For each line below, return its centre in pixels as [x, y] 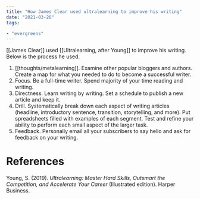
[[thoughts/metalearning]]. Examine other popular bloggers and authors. [103, 68]
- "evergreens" [25, 33]
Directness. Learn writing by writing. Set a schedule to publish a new [99, 93]
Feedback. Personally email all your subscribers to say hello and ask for [103, 131]
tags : [13, 23]
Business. [18, 191]
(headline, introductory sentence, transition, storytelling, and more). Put [102, 112]
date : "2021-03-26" [30, 17]
